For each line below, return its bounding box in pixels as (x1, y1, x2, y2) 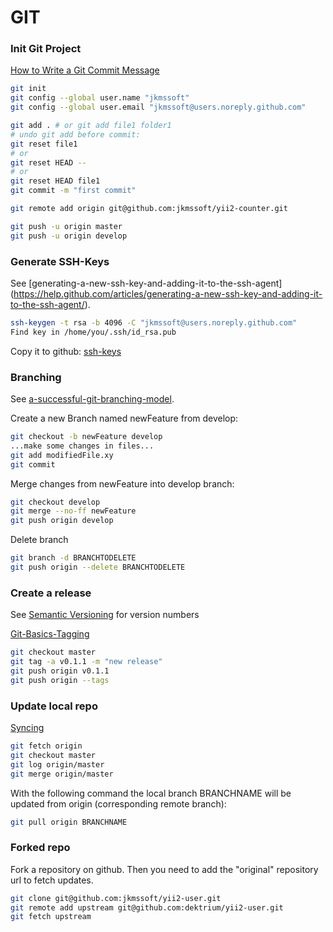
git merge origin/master (10, 769, 114, 779)
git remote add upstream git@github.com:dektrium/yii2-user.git (10, 902, 284, 913)
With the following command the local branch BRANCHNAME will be (10, 787, 292, 799)
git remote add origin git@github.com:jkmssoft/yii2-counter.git (10, 204, 288, 214)
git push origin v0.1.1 (10, 666, 110, 676)
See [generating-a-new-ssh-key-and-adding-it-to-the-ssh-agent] (10, 277, 283, 290)
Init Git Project (10, 42, 82, 56)
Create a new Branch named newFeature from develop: (10, 412, 239, 425)
